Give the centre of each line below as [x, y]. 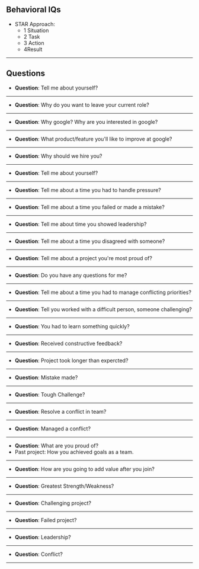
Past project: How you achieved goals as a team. [74, 452]
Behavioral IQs [33, 10]
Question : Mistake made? [46, 377]
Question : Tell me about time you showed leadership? [81, 224]
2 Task [32, 36]
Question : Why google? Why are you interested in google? [86, 122]
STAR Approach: [35, 24]
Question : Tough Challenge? [50, 394]
